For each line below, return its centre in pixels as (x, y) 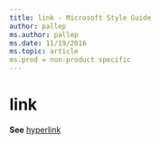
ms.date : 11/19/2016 (48, 43)
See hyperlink (35, 130)
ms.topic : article (44, 52)
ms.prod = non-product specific (70, 60)
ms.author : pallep (44, 34)
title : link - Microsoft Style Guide (80, 18)
